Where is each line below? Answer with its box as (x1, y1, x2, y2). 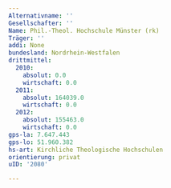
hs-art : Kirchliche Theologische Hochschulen (8, 146, 163, 154)
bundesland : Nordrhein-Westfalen (8, 49, 120, 57)
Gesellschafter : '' (8, 19, 74, 27)
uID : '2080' (8, 161, 48, 169)
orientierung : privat (8, 153, 81, 161)
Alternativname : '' (8, 11, 74, 20)
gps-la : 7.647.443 (8, 130, 70, 138)
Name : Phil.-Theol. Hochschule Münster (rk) (8, 26, 160, 34)
